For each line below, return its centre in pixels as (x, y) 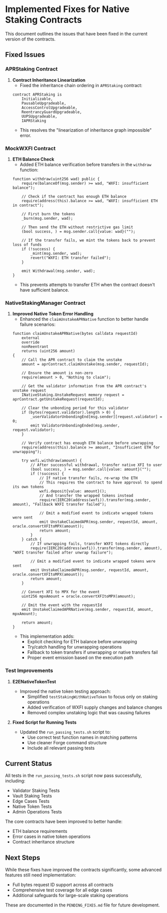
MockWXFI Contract (30, 148)
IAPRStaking (34, 121)
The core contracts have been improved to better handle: (64, 821)
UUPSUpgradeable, (39, 116)
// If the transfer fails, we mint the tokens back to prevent (88, 240)
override (31, 342)
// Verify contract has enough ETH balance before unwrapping (87, 443)
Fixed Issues (25, 55)
